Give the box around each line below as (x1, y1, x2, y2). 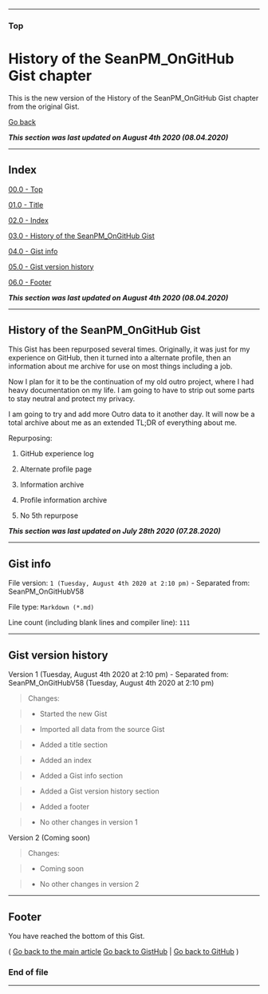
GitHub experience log (19, 449, 94, 459)
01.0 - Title (8, 200, 44, 209)
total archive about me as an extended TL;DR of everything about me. (8, 418, 238, 427)
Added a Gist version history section (39, 786, 160, 796)
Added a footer (39, 802, 90, 812)
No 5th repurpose (19, 511, 78, 520)
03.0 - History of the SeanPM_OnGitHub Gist (8, 231, 156, 241)
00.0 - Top (8, 185, 44, 194)
